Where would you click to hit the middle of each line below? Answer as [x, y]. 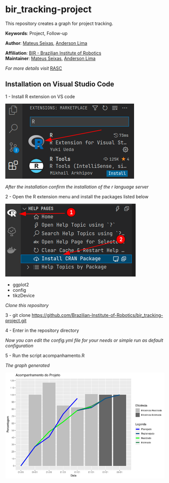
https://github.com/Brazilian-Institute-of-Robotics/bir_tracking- [97, 315]
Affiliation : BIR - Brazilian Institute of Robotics [53, 53]
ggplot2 [21, 284]
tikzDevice [24, 295]
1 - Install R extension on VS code [40, 96]
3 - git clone [18, 315]
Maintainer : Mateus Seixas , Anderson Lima [51, 58]
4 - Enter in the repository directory [42, 330]
